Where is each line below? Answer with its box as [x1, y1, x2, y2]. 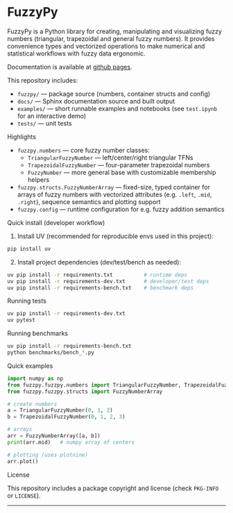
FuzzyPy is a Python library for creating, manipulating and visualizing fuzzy [7, 27, 222, 35]
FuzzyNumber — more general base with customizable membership [27, 168, 216, 176]
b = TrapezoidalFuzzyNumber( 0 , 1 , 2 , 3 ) [7, 414, 126, 421]
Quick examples [7, 362, 53, 370]
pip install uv [7, 245, 51, 252]
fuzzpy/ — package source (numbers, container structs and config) [17, 90, 211, 98]
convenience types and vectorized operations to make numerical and [7, 42, 205, 50]
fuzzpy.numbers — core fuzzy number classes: [17, 146, 150, 154]
